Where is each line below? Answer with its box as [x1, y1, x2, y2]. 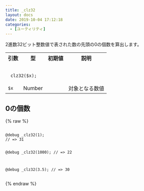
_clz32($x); [8, 73, 37, 79]
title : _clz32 [5, 7, 36, 13]
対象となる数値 [68, 85, 105, 92]
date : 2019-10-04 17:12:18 [5, 17, 63, 22]
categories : [5, 22, 31, 27]
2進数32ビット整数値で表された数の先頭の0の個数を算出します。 [5, 42, 142, 48]
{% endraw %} [5, 180, 37, 186]
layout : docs [5, 12, 33, 17]
